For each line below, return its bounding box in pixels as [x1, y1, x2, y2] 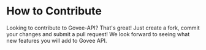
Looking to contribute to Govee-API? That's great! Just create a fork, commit [6, 24, 200, 31]
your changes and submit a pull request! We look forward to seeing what [6, 30, 190, 37]
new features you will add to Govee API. [6, 37, 107, 44]
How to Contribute [6, 4, 102, 18]
